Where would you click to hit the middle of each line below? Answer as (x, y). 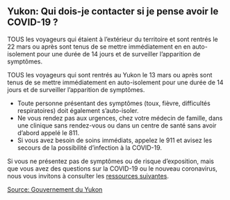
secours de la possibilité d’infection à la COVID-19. (89, 147)
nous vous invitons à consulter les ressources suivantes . (88, 176)
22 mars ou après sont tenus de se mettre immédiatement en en (99, 46)
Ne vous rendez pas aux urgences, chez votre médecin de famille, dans (120, 118)
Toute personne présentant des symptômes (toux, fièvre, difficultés (114, 103)
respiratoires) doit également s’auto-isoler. (78, 110)
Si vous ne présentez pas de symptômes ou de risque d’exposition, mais (110, 161)
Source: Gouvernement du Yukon (55, 189)
